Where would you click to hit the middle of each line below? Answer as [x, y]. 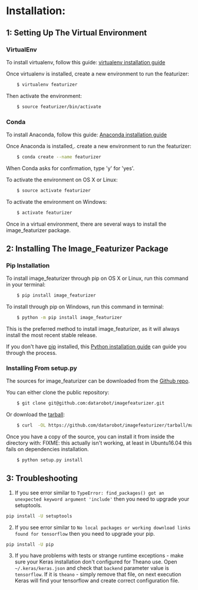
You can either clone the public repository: [58, 392]
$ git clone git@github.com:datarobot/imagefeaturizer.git [91, 403]
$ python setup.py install [50, 460]
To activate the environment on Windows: [57, 201]
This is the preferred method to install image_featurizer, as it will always [93, 328]
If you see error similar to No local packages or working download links [103, 527]
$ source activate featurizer [54, 190]
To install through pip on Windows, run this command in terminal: [85, 307]
